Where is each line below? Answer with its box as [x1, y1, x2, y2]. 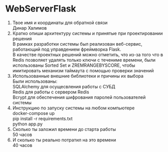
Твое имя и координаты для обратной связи [12, 20, 108, 26]
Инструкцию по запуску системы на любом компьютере [12, 105, 135, 111]
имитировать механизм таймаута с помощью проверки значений [12, 67, 154, 73]
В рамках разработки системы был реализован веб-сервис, [12, 41, 143, 47]
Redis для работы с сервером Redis [12, 89, 89, 95]
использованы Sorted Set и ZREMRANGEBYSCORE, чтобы [12, 62, 135, 68]
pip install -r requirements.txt [12, 115, 73, 121]
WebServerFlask [5, 3, 76, 15]
